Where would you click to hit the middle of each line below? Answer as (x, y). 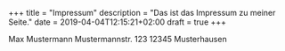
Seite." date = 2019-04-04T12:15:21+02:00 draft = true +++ (118, 22)
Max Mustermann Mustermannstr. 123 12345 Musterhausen (118, 39)
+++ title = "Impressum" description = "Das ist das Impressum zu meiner (142, 13)
